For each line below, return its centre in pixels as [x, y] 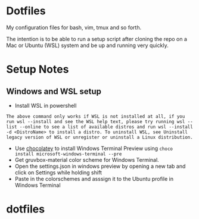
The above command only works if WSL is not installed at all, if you [96, 116]
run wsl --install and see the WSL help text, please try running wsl [96, 121]
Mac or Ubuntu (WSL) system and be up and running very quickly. [87, 45]
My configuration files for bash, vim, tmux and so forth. [74, 27]
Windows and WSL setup [54, 91]
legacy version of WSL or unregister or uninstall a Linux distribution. [100, 137]
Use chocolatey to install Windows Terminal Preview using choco [94, 148]
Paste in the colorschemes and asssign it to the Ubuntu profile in [94, 179]
